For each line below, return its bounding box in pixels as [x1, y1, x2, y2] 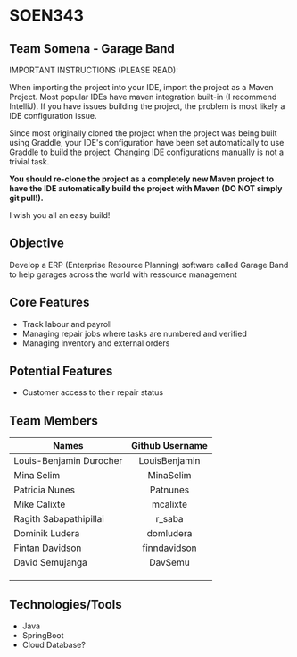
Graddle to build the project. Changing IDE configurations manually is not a [9, 147, 284, 157]
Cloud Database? [21, 640, 87, 651]
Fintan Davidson [13, 542, 82, 554]
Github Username [130, 440, 208, 452]
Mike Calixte [13, 498, 66, 510]
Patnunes [149, 484, 190, 496]
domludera [146, 527, 193, 540]
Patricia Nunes [13, 484, 76, 496]
